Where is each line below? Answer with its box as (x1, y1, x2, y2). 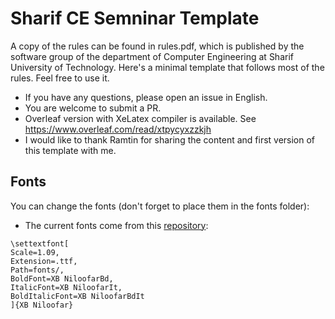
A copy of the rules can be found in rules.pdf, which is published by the (10, 40, 305, 52)
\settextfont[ (10, 238, 70, 249)
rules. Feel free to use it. (10, 72, 110, 84)
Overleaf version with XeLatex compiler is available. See (24, 112, 257, 124)
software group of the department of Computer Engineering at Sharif (10, 50, 294, 62)
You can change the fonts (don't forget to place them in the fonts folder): (10, 200, 310, 212)
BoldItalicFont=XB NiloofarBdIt (10, 291, 145, 301)
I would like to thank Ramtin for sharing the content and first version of (24, 133, 316, 146)
